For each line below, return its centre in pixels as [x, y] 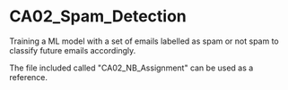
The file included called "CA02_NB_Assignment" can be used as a [131, 68]
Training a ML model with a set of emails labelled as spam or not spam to [144, 41]
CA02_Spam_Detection [98, 16]
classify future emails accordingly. [73, 50]
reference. [28, 77]
